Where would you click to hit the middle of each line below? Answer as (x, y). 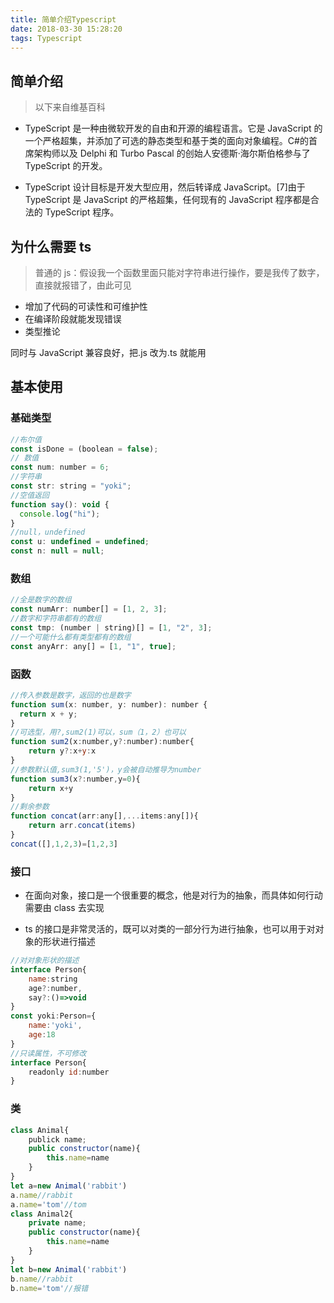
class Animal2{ (42, 1214)
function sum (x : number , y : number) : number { (109, 704)
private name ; (57, 1223)
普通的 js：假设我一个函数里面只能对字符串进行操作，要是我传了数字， (179, 272)
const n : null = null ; (57, 551)
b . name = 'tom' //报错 (49, 1288)
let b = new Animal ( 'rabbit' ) (69, 1269)
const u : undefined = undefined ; (80, 542)
